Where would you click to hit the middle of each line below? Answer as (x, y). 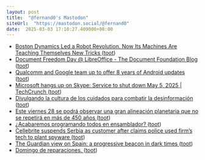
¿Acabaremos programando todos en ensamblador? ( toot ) (88, 124)
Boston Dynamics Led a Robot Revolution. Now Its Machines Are (96, 46)
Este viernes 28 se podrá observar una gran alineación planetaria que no (107, 111)
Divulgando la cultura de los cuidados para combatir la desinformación (104, 98)
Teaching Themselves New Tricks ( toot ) (65, 53)
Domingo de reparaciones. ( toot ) (56, 150)
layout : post (23, 12)
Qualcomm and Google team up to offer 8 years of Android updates (100, 72)
